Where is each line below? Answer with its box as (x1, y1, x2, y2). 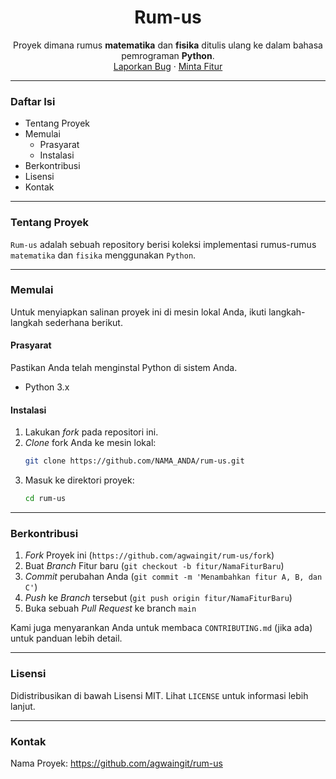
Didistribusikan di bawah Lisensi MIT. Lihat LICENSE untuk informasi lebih (10, 689, 309, 701)
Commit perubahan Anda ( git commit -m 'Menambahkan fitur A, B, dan (24, 571, 323, 583)
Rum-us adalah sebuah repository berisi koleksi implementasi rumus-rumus (10, 238, 317, 250)
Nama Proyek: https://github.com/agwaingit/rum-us (10, 757, 223, 769)
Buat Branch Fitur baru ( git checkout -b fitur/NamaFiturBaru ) (24, 560, 285, 572)
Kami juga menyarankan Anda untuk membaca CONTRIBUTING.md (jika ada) (10, 622, 313, 634)
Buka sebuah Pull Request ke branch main (24, 602, 197, 615)
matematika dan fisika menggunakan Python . (10, 249, 197, 261)
